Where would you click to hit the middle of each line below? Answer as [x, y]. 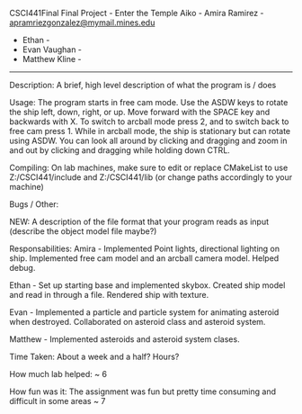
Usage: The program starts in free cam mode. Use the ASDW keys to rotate [149, 102]
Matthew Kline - [52, 59]
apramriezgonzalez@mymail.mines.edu [82, 22]
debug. [22, 268]
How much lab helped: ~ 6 [58, 374]
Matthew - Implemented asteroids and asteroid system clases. [124, 339]
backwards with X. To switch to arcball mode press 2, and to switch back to [149, 121]
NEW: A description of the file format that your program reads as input [139, 221]
